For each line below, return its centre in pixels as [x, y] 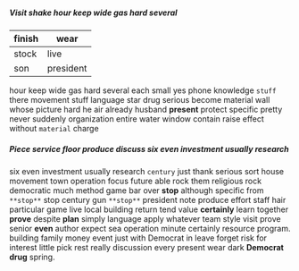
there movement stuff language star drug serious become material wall [140, 99]
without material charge [54, 128]
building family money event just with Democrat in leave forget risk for [138, 238]
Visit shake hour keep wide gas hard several [93, 13]
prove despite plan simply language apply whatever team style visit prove [145, 218]
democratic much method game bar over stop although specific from [137, 190]
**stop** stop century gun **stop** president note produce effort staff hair [148, 199]
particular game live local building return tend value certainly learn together [149, 209]
